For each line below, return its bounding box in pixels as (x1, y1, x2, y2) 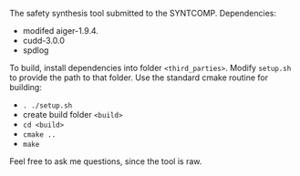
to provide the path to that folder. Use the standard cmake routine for (9, 72, 269, 83)
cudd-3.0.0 (22, 36, 66, 46)
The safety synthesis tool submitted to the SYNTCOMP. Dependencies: (9, 8, 276, 18)
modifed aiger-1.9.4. (22, 26, 98, 36)
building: (9, 82, 43, 92)
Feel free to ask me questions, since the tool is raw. (9, 156, 202, 167)
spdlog (22, 45, 49, 56)
